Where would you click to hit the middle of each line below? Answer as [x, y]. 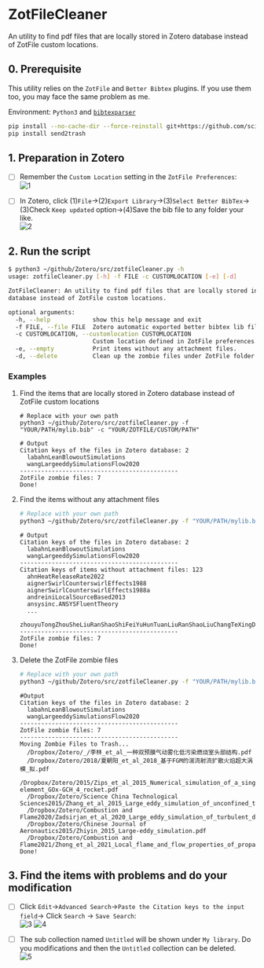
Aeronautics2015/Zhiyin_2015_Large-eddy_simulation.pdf [113, 830]
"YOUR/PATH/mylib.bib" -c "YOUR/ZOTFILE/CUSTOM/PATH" [109, 430]
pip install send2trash [47, 134]
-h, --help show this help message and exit [108, 320]
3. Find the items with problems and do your [118, 876]
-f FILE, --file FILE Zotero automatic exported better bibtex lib [130, 327]
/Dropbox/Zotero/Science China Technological [103, 796]
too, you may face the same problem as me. [79, 97]
